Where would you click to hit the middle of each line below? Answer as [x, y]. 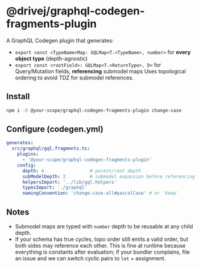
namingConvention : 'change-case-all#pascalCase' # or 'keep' [100, 193]
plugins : [28, 154]
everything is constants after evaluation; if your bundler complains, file [102, 252]
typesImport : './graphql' [54, 187]
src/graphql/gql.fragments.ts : [51, 148]
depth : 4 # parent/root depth [82, 171]
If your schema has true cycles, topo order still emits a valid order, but [101, 239]
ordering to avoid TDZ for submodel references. [74, 78]
